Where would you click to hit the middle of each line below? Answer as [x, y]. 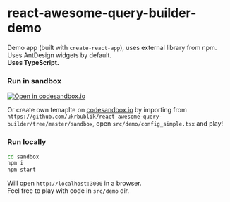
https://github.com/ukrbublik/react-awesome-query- [85, 117]
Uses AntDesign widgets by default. [59, 55]
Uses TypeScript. [34, 62]
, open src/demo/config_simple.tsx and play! [158, 124]
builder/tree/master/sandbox [50, 124]
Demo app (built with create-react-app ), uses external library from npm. [112, 47]
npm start [22, 170]
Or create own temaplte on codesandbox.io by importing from [97, 110]
